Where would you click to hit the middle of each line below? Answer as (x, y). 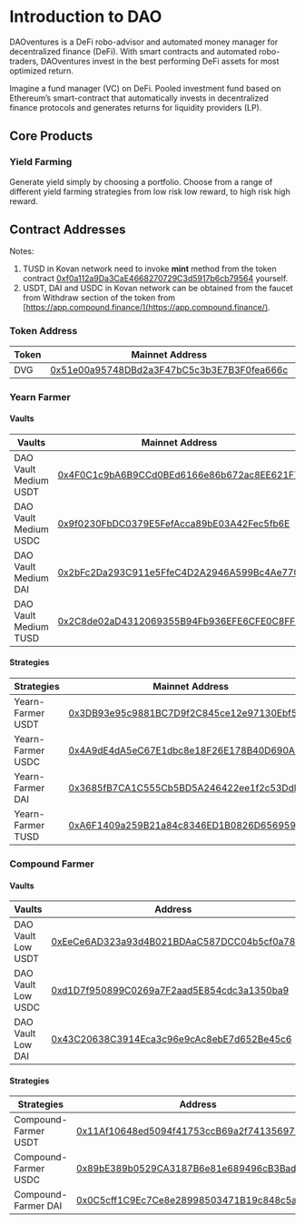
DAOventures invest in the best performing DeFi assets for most (160, 61)
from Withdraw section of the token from (98, 298)
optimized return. (42, 71)
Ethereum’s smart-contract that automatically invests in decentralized (139, 98)
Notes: (22, 251)
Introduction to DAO (86, 17)
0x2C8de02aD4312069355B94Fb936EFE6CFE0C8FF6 (179, 621)
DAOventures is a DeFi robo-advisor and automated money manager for (144, 42)
